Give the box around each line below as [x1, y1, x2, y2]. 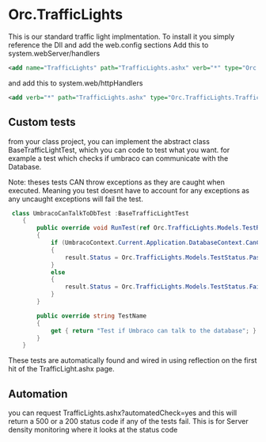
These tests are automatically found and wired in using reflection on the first [8, 356, 257, 365]
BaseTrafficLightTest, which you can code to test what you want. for [8, 145, 230, 154]
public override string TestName [36, 311, 147, 320]
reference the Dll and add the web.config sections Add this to [8, 40, 209, 49]
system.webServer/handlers [8, 48, 101, 58]
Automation [8, 387, 68, 401]
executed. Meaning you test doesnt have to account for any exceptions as [8, 185, 250, 195]
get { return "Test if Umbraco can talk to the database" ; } [50, 326, 257, 334]
